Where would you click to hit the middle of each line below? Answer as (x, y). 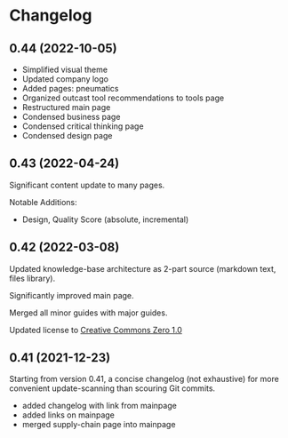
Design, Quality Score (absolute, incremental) (105, 219)
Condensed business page (71, 117)
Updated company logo (65, 79)
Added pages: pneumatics (70, 88)
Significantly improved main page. (72, 295)
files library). (32, 278)
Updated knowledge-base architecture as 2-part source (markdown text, (143, 268)
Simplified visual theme (65, 69)
